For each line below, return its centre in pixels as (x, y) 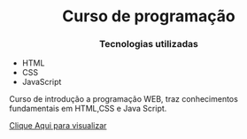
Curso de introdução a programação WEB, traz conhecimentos (124, 99)
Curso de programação (149, 16)
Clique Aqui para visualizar (58, 126)
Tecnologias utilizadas (149, 44)
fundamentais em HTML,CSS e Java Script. (88, 109)
